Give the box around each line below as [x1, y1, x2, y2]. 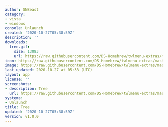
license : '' [5, 77, 30, 82]
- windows [5, 21, 26, 26]
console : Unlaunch [5, 26, 43, 31]
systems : [5, 95, 23, 100]
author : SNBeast [5, 7, 39, 12]
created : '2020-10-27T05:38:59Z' [5, 30, 75, 35]
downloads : [5, 40, 28, 45]
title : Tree [5, 105, 30, 110]
